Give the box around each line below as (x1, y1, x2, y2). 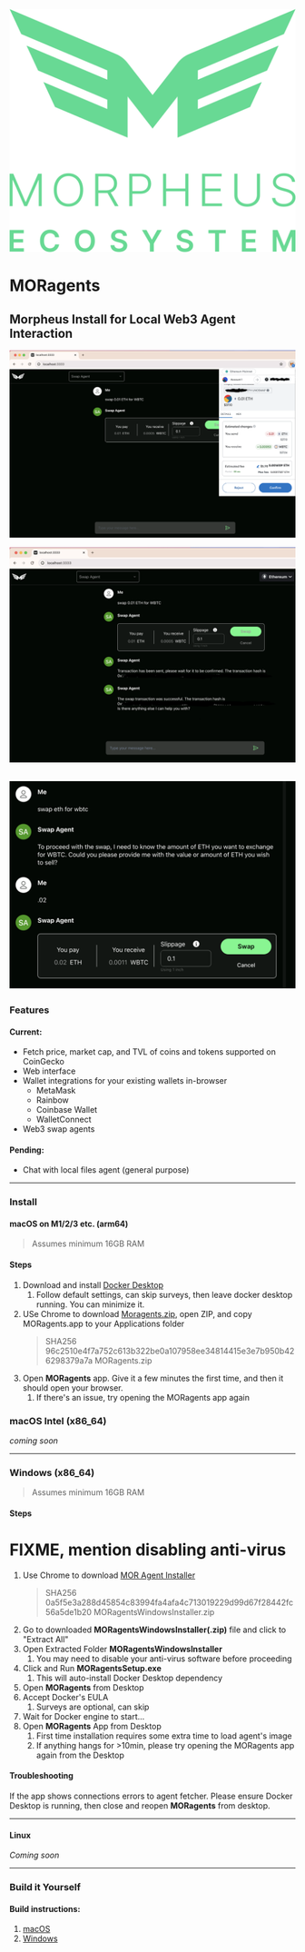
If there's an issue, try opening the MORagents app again (35, 1392, 250, 1402)
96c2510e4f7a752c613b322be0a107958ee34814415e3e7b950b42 (44, 1345, 295, 1356)
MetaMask (35, 1085, 76, 1096)
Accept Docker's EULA (22, 1691, 109, 1702)
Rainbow (35, 1095, 70, 1105)
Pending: (9, 1144, 44, 1155)
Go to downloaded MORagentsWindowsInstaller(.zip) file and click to (22, 1624, 287, 1635)
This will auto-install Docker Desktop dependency (35, 1672, 223, 1683)
